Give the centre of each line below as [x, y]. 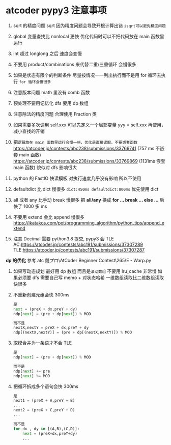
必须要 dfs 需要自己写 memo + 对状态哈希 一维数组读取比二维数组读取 [91, 277]
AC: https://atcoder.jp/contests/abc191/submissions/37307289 [78, 244]
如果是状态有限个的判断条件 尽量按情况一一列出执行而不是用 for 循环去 [87, 75]
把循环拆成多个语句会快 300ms [46, 386]
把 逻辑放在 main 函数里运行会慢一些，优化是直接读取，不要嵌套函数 [75, 142]
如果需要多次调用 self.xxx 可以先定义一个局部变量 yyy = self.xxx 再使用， [89, 125]
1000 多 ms [35, 206]
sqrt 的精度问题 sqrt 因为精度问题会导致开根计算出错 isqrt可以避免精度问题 [89, 25]
